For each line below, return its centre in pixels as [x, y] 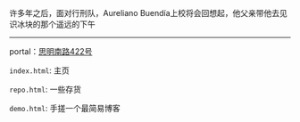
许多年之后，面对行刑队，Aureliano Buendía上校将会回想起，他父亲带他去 [145, 13]
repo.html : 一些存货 [46, 89]
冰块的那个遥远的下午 [56, 24]
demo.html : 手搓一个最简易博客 [65, 108]
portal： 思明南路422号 [51, 51]
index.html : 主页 [39, 70]
